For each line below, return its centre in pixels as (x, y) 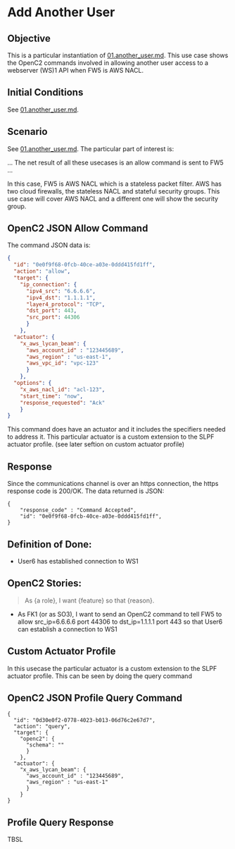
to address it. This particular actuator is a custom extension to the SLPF (111, 437)
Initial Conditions (45, 93)
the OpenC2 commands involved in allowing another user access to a (108, 63)
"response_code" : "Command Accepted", (78, 510)
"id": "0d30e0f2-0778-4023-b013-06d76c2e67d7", (85, 720)
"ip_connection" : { (49, 284)
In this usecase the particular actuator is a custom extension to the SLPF (112, 668)
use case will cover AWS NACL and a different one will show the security (113, 198)
